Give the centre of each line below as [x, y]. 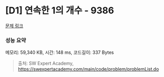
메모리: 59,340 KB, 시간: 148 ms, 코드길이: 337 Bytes [60, 52]
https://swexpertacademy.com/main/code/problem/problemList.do [88, 69]
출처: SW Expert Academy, [46, 63]
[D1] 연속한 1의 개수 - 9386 [60, 11]
